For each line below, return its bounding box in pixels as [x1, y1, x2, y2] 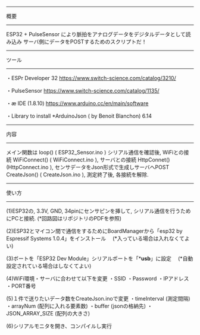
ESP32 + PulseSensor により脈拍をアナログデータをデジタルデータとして [6, 31, 186, 37]
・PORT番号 [6, 283, 36, 289]
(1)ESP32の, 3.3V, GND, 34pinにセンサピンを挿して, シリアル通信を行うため [6, 207, 192, 214]
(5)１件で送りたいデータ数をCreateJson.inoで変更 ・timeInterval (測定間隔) [6, 295, 190, 302]
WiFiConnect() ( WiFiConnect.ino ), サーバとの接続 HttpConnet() [12, 156, 170, 163]
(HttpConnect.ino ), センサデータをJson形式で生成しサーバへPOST [6, 164, 170, 170]
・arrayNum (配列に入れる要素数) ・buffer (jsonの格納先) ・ [6, 302, 153, 309]
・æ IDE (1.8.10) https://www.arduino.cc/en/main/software [6, 100, 149, 107]
